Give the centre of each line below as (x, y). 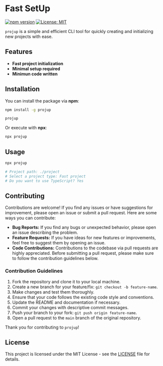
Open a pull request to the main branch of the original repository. (77, 318)
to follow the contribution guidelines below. (55, 259)
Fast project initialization (38, 63)
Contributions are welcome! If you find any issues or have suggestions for (79, 208)
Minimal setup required (36, 69)
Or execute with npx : (26, 128)
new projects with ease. (29, 36)
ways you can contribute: (30, 218)
